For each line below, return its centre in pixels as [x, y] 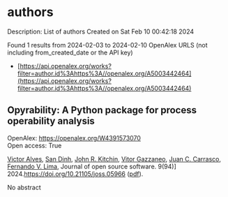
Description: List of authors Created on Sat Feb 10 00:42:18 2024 [101, 31]
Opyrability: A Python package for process [102, 110]
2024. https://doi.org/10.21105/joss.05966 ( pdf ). [75, 174]
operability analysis [51, 121]
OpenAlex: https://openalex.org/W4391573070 [74, 138]
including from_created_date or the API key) [70, 52]
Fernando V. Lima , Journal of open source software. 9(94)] [92, 166]
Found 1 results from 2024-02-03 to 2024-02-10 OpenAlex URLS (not [107, 45]
